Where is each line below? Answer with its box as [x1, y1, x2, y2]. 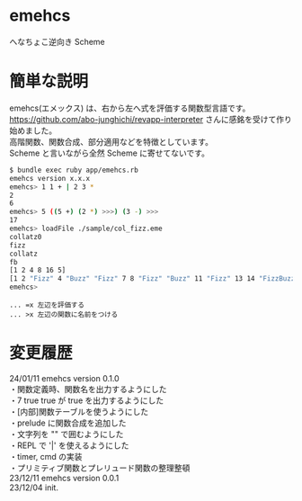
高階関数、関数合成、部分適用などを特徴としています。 [9, 136, 214, 147]
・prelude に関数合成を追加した [9, 417, 128, 428]
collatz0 [9, 232, 42, 241]
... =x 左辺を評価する [9, 300, 85, 309]
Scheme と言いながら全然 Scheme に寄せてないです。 [9, 148, 209, 158]
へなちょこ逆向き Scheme [9, 36, 105, 47]
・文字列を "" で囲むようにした [9, 428, 124, 439]
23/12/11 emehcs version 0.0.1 [9, 472, 120, 483]
